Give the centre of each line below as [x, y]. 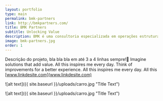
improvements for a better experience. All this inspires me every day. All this [81, 69]
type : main [16, 14]
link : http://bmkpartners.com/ [37, 23]
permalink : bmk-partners [30, 18]
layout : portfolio [24, 9]
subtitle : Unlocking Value [32, 32]
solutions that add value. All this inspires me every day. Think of [69, 64]
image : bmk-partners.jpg [30, 41]
